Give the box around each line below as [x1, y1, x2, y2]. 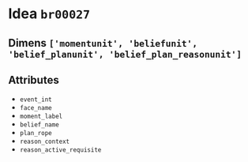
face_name [19, 104, 53, 112]
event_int [19, 96, 53, 104]
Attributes [8, 73, 59, 87]
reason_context [19, 138, 70, 146]
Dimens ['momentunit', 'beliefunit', [8, 36, 198, 50]
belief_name [19, 121, 59, 129]
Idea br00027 [8, 5, 91, 23]
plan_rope [19, 130, 53, 138]
